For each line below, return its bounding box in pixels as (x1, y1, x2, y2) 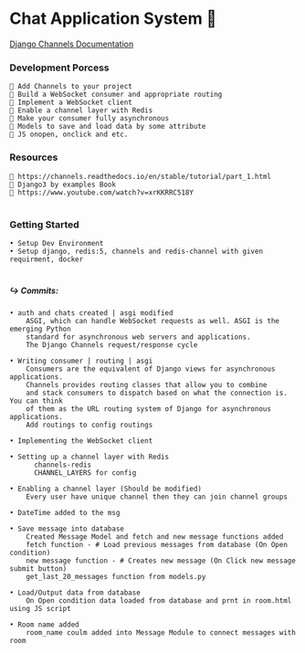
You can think (9, 396, 64, 405)
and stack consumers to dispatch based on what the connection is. (26, 388, 288, 397)
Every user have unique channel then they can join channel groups (26, 492, 288, 501)
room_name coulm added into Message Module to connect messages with (26, 627, 297, 637)
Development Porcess (9, 61, 110, 74)
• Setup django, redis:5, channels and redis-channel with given (9, 247, 263, 257)
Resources (9, 151, 58, 163)
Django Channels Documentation (9, 38, 134, 49)
